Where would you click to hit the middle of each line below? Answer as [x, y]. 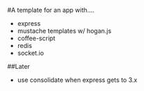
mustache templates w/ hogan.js [64, 31]
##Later [19, 66]
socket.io [30, 53]
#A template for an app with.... [51, 10]
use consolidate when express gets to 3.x [77, 80]
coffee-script [36, 38]
